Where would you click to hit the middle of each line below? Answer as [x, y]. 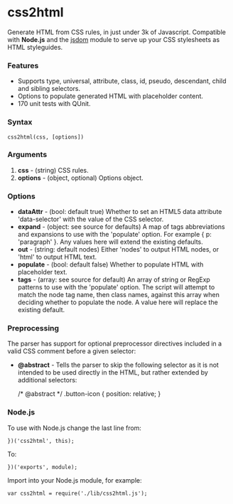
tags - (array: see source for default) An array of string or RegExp [114, 280]
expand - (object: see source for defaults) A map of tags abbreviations [121, 227]
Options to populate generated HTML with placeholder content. [110, 96]
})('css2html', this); [41, 441]
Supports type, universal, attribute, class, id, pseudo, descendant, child [122, 81]
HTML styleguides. [35, 47]
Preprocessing [33, 328]
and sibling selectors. [49, 89]
